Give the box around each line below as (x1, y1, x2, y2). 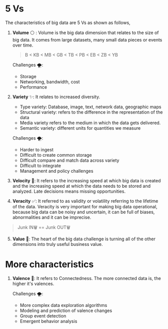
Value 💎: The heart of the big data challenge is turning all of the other (12, 236, 156, 242)
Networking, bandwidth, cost (19, 79, 80, 85)
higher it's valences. (12, 280, 54, 286)
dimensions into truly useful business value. (12, 241, 103, 247)
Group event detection (19, 312, 66, 318)
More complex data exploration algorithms (19, 302, 107, 308)
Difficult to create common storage (19, 152, 92, 158)
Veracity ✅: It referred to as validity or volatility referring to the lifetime (12, 198, 158, 204)
